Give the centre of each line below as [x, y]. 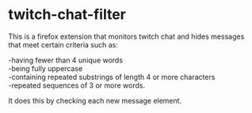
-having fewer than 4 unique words [66, 60]
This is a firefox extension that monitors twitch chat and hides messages [126, 36]
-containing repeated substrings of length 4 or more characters [112, 77]
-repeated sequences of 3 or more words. [76, 85]
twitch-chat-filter [67, 15]
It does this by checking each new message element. [95, 100]
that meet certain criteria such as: [63, 44]
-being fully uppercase [46, 68]
